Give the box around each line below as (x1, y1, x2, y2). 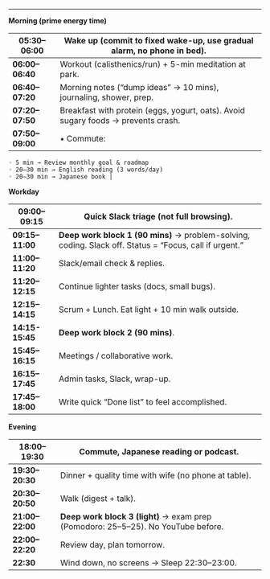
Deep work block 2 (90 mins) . (59, 327, 175, 338)
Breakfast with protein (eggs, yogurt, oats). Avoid (59, 105, 245, 116)
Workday (8, 187, 40, 196)
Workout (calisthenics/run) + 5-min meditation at (59, 59, 247, 69)
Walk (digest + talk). (59, 493, 137, 503)
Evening (8, 422, 37, 431)
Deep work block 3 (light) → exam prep (59, 511, 212, 522)
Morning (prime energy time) (8, 16, 107, 25)
